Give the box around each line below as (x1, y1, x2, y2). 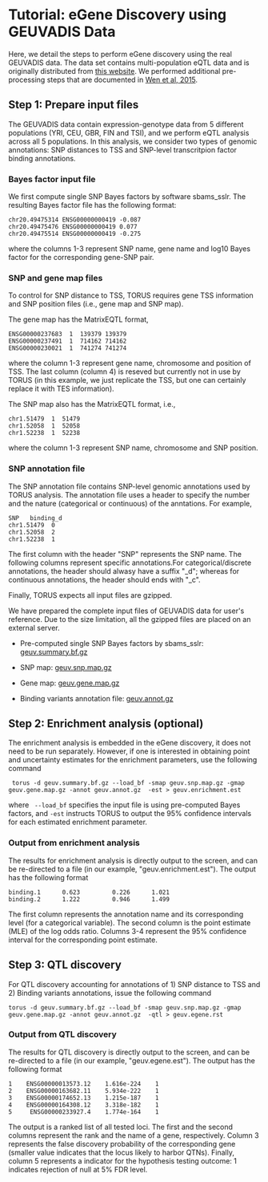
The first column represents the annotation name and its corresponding (8, 909, 244, 919)
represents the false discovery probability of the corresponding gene (8, 1139, 236, 1148)
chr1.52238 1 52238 (8, 429, 81, 437)
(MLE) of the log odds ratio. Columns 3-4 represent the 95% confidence (8, 926, 246, 936)
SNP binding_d (8, 514, 62, 522)
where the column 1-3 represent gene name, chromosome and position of (8, 359, 252, 368)
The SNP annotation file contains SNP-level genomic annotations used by (8, 481, 250, 491)
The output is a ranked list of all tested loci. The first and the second (8, 1122, 234, 1131)
